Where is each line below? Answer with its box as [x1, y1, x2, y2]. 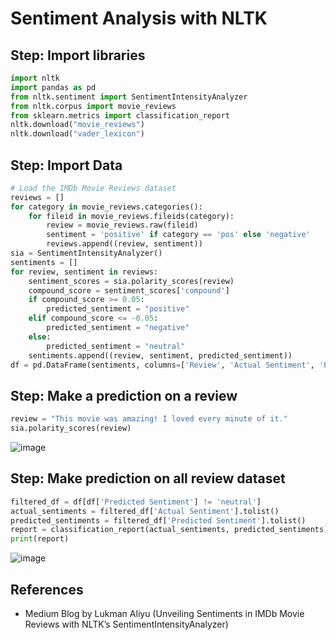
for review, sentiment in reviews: [10, 267, 159, 277]
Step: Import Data [10, 157, 123, 174]
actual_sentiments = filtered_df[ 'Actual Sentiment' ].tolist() [10, 506, 280, 516]
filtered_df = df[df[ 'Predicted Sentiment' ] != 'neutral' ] [10, 497, 262, 507]
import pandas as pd [10, 82, 97, 92]
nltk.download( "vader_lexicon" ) [10, 129, 145, 139]
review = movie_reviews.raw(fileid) [46, 220, 199, 231]
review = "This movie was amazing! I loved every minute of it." [10, 414, 288, 424]
